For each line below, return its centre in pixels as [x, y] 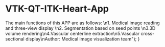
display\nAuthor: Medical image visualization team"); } [82, 39]
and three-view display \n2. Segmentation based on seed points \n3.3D [80, 28]
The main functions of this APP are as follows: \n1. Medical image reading [82, 23]
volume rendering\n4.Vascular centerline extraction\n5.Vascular [73, 33]
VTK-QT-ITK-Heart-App [57, 9]
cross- [148, 33]
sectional [15, 39]
